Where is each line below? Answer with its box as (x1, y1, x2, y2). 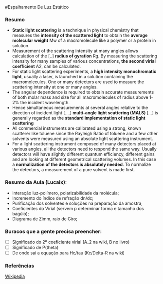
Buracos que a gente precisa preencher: (5, 228, 102, 235)
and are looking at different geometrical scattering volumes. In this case (12, 157, 157, 162)
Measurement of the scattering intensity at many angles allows (12, 48, 138, 54)
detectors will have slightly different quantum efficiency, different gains (12, 151, 155, 157)
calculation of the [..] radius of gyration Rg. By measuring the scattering (12, 53, 157, 59)
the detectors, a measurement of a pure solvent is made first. (12, 167, 135, 173)
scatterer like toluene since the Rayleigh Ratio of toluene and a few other (12, 131, 158, 137)
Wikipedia (5, 273, 25, 279)
